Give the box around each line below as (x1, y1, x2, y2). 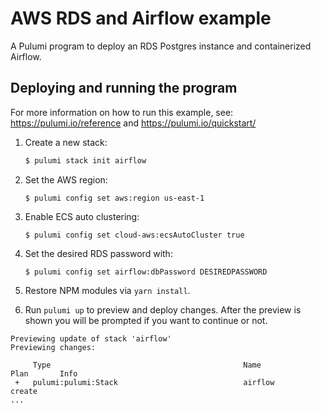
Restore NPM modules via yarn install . (24, 284, 191, 296)
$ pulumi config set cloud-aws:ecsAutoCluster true (24, 230, 245, 240)
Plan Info (10, 368, 78, 379)
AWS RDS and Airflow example (10, 7, 272, 30)
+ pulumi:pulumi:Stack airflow (14, 377, 275, 387)
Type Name (32, 360, 262, 370)
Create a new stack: (24, 136, 108, 148)
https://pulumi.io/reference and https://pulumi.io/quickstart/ (10, 117, 257, 129)
